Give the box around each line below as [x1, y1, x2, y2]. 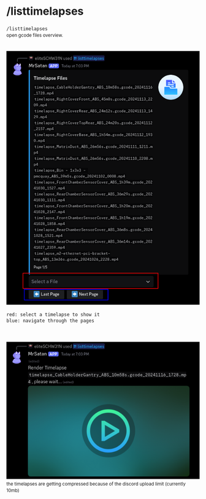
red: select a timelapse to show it [6, 311, 100, 318]
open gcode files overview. [6, 32, 63, 38]
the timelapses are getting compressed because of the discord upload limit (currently [6, 481, 186, 487]
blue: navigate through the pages [6, 318, 95, 324]
